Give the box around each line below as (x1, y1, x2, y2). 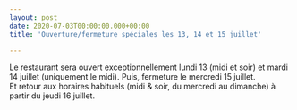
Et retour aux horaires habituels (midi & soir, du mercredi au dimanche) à (9, 81, 276, 92)
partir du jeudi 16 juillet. (9, 90, 96, 101)
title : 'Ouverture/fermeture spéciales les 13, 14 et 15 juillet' (9, 30, 262, 38)
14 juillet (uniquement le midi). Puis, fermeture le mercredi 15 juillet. (9, 72, 257, 82)
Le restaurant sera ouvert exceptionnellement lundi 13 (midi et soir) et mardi (9, 62, 289, 72)
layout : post (9, 13, 58, 22)
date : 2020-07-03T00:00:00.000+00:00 (9, 21, 150, 30)
